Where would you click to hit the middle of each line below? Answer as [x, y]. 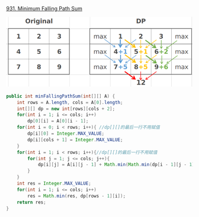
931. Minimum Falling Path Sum [44, 9]
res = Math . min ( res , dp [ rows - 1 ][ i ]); [77, 196]
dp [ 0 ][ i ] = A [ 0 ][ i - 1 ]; [58, 121]
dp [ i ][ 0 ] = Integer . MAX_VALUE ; [66, 134]
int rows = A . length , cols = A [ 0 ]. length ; [70, 102]
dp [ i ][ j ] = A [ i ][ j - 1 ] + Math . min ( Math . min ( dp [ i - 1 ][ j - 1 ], [117, 165]
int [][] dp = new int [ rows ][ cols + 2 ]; [66, 109]
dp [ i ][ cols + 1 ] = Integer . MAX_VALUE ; [75, 140]
